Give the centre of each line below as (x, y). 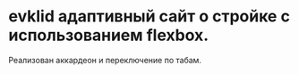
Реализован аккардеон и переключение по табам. (105, 60)
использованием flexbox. (109, 35)
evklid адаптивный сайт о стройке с (149, 16)
